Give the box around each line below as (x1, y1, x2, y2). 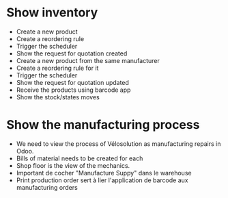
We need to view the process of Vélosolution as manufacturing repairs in (16, 139, 221, 148)
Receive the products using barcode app (16, 86, 131, 94)
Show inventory (6, 5, 98, 21)
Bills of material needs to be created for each (16, 154, 143, 162)
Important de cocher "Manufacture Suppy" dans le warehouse (16, 169, 192, 177)
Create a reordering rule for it (16, 64, 99, 72)
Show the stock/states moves (16, 92, 100, 101)
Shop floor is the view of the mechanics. (16, 161, 130, 169)
